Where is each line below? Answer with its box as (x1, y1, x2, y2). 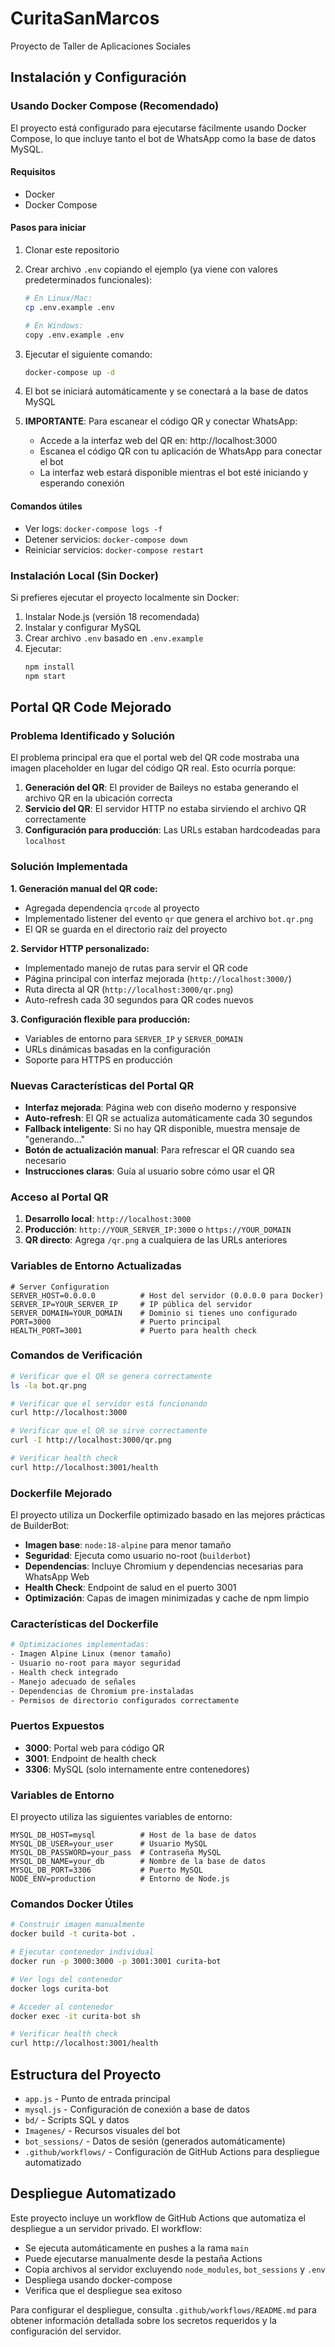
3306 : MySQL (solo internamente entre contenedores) (24, 1763, 250, 1775)
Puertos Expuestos (10, 1719, 105, 1733)
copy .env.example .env (24, 330, 125, 340)
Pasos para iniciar (10, 222, 87, 234)
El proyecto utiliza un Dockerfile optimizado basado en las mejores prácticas (10, 1509, 326, 1521)
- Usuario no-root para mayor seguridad (10, 1658, 182, 1669)
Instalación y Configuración (10, 69, 187, 86)
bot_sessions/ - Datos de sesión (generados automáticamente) (24, 2135, 286, 2147)
